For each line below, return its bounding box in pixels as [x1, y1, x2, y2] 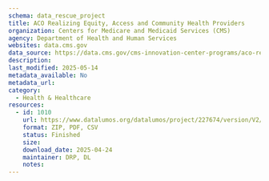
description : [8, 57, 52, 65]
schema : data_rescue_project [8, 11, 106, 20]
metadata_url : [8, 78, 56, 86]
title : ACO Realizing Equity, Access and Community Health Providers [8, 19, 246, 27]
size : [22, 138, 42, 147]
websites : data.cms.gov [8, 42, 88, 50]
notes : [22, 161, 45, 169]
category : [8, 86, 42, 95]
